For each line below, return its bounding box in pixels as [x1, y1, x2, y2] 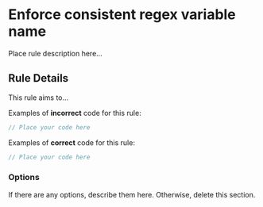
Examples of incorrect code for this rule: [8, 108, 141, 117]
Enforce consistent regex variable [8, 6, 236, 24]
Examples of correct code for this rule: [8, 137, 135, 148]
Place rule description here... [8, 48, 103, 58]
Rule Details [8, 71, 69, 85]
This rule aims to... [8, 93, 69, 102]
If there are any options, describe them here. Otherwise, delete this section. [8, 190, 256, 199]
